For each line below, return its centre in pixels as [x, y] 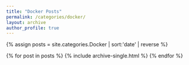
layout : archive [26, 22]
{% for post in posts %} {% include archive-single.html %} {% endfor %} [94, 56]
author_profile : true [33, 28]
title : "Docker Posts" [34, 11]
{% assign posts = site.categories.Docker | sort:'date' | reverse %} [87, 45]
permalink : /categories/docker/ [46, 17]
